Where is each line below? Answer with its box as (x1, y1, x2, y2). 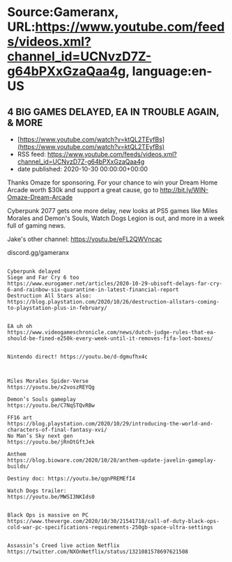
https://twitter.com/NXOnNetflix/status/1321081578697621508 (7, 548, 189, 555)
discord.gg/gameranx (7, 249, 70, 256)
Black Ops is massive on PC (7, 512, 89, 519)
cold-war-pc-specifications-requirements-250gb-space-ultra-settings (7, 524, 214, 531)
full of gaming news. (7, 221, 66, 230)
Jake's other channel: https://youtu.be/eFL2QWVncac (7, 235, 162, 243)
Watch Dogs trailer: (7, 487, 68, 494)
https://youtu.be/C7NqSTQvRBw (7, 402, 95, 409)
